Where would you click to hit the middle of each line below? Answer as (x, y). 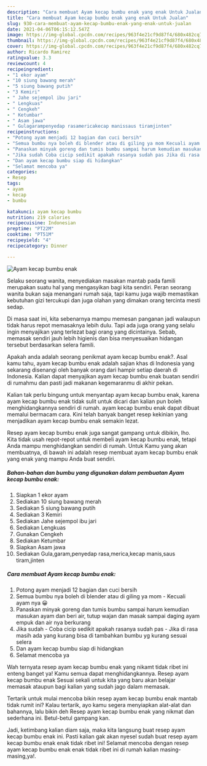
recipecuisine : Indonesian (41, 223)
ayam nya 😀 (32, 603)
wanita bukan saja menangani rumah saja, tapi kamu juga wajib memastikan (103, 294)
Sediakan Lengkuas (41, 527)
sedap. (16, 307)
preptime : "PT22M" (30, 229)
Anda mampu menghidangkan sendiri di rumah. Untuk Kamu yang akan (97, 445)
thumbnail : (21, 41)
